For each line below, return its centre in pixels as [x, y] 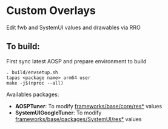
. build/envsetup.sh [32, 72]
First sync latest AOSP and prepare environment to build [76, 61]
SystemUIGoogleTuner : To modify [58, 113]
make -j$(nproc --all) [35, 83]
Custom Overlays [51, 11]
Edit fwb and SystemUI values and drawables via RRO [73, 27]
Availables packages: [33, 94]
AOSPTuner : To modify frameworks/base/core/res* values [89, 106]
